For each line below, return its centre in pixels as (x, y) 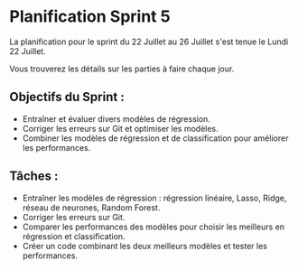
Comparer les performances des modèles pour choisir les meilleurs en (154, 227)
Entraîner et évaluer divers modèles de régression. (116, 118)
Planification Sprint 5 (90, 17)
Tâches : (34, 177)
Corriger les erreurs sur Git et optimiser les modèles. (120, 128)
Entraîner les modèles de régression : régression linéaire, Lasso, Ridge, (154, 198)
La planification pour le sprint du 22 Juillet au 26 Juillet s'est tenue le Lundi (149, 42)
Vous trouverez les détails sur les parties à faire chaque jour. (122, 69)
